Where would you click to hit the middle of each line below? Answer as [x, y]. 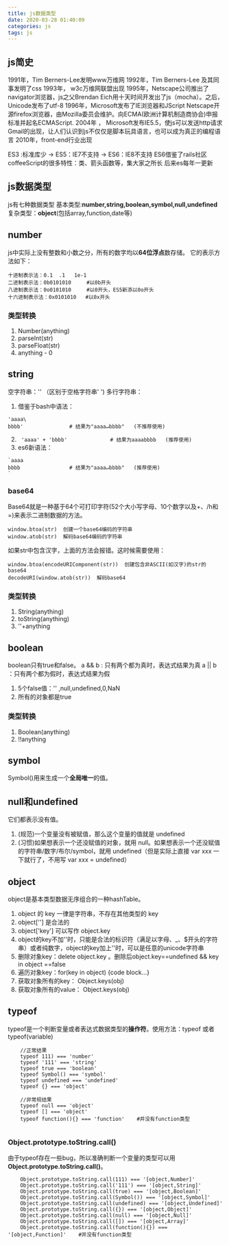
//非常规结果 [36, 1100]
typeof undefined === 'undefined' [69, 1080]
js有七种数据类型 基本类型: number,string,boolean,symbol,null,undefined [113, 204]
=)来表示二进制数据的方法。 [47, 516]
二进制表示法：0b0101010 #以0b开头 [60, 282]
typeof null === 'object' [57, 1105]
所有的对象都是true [45, 697]
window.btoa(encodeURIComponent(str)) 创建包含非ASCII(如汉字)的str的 [107, 565]
